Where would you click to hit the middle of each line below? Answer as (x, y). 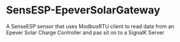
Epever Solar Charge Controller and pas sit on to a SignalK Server (85, 32)
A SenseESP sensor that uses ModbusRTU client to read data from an (90, 26)
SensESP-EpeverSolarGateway (83, 10)
